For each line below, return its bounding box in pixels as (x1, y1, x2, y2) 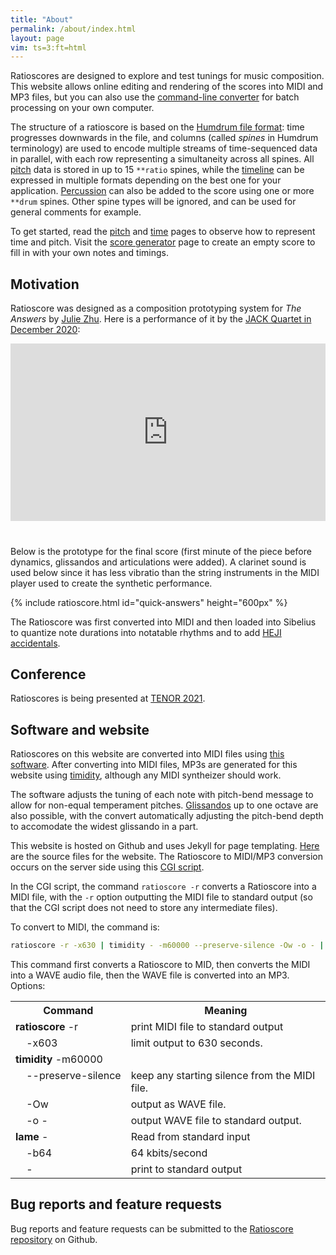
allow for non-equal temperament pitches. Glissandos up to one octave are (10, 799, 319, 811)
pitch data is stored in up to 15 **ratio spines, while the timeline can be (10, 164, 305, 176)
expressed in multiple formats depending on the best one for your (10, 174, 282, 186)
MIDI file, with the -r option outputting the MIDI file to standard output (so (10, 891, 313, 903)
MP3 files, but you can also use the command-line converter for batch (10, 91, 300, 103)
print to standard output (130, 1162, 243, 1176)
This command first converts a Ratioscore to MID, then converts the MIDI (10, 959, 311, 971)
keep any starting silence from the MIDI (130, 1069, 316, 1083)
